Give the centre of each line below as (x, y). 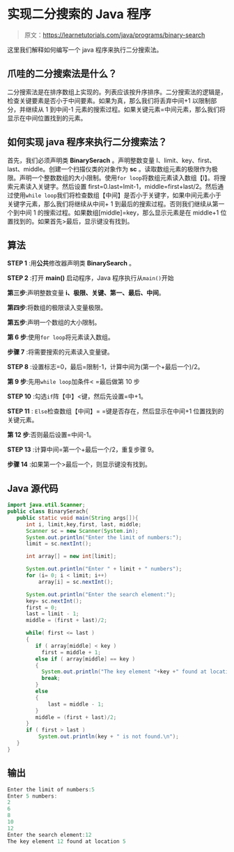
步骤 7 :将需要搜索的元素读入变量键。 (60, 352)
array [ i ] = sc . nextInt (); (76, 582)
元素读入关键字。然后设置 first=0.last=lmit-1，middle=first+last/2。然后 (115, 186)
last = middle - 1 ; (76, 704)
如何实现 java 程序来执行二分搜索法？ (87, 142)
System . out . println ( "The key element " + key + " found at (124, 672)
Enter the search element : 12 (49, 835)
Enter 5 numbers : (32, 796)
